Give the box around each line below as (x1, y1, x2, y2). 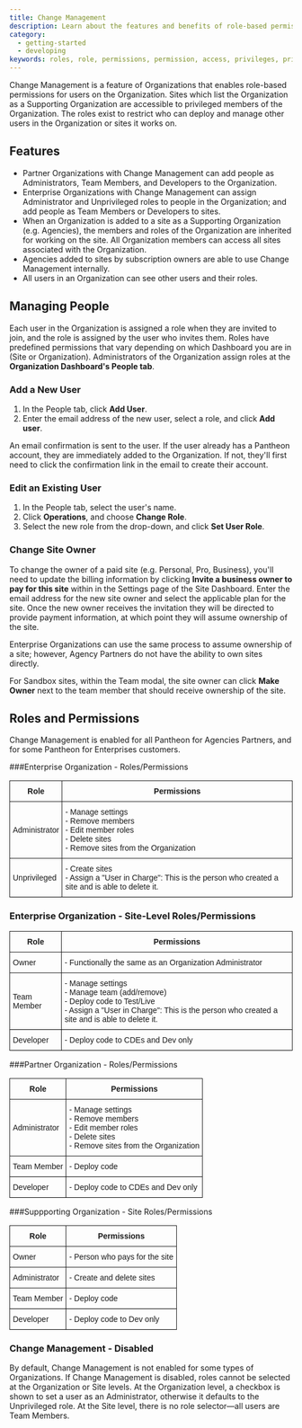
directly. (9, 658, 40, 669)
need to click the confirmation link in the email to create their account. (9, 459, 269, 470)
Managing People (9, 298, 110, 315)
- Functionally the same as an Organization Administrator (64, 957, 262, 967)
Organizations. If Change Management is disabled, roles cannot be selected (9, 1371, 290, 1382)
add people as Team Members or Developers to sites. (22, 206, 221, 217)
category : (9, 30, 47, 39)
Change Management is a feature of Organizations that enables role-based (9, 80, 288, 90)
